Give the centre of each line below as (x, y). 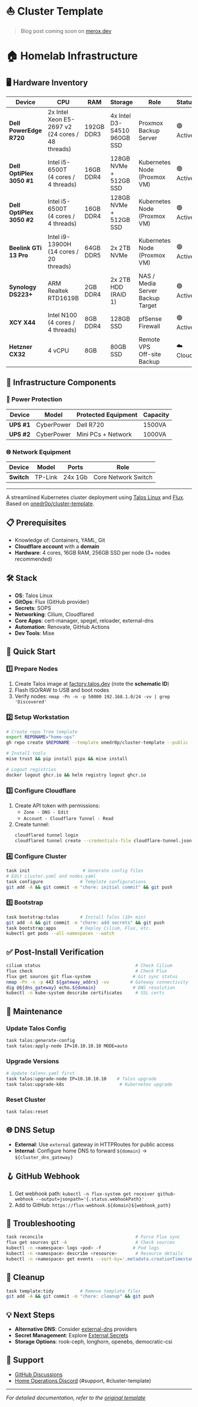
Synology (23, 287)
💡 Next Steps (30, 1315)
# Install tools (26, 753)
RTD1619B (63, 298)
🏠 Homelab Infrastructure (72, 56)
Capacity (156, 415)
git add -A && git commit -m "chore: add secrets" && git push (85, 923)
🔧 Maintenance (34, 1012)
